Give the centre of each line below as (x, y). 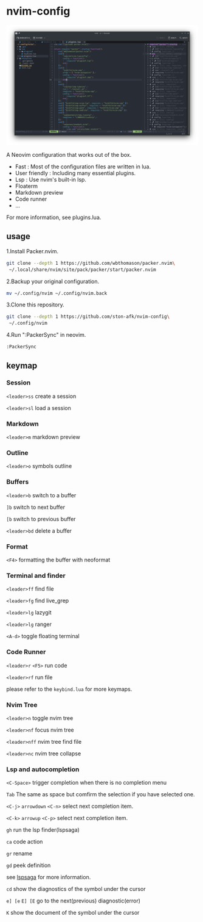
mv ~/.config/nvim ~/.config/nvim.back (57, 293)
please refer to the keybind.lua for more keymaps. (69, 689)
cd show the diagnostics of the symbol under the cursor (76, 889)
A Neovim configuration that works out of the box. (69, 154)
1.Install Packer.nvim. (33, 251)
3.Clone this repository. (36, 305)
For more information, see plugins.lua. (54, 217)
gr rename (19, 854)
